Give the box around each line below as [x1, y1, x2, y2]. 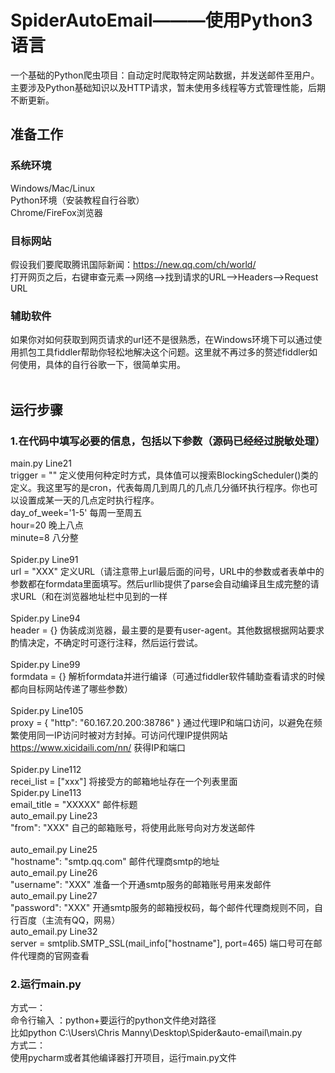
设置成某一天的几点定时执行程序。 [18, 494, 160, 506]
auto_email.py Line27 [10, 889, 98, 901]
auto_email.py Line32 [10, 925, 98, 937]
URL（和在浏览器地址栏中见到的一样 [18, 590, 168, 602]
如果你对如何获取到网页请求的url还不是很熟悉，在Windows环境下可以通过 [10, 334, 314, 346]
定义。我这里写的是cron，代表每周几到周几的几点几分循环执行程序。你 [10, 481, 301, 493]
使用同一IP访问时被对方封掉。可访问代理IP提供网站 [18, 729, 228, 741]
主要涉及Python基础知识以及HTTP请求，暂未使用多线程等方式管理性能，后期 [10, 81, 326, 93]
